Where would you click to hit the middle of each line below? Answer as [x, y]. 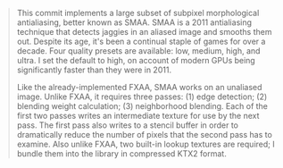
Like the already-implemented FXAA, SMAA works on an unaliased [139, 87]
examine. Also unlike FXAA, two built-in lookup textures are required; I [146, 144]
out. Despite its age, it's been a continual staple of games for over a [141, 41]
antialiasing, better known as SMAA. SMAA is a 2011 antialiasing [134, 22]
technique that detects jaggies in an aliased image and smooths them [144, 32]
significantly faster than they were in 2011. [94, 70]
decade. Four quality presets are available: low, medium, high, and [138, 51]
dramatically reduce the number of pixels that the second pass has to [145, 134]
